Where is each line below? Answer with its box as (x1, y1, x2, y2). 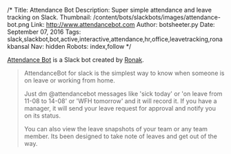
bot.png (7, 21, 30, 28)
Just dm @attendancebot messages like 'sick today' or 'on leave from (23, 89, 223, 98)
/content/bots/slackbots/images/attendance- (92, 13, 221, 21)
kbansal (7, 43, 30, 50)
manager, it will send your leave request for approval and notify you (23, 104, 216, 112)
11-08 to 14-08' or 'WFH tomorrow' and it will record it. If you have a (23, 97, 217, 105)
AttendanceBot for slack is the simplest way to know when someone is (23, 69, 225, 77)
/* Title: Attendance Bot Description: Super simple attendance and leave (7, 6, 212, 14)
